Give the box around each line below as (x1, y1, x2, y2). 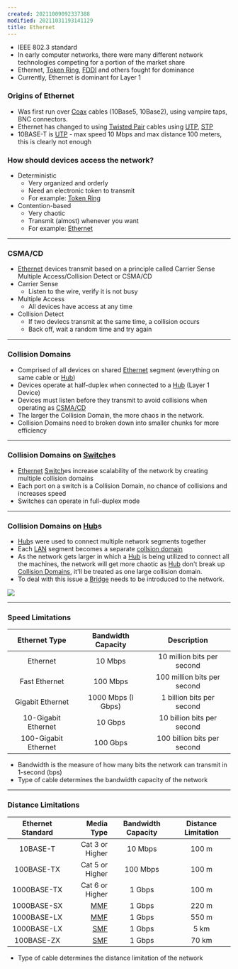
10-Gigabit (23, 713, 61, 723)
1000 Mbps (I (87, 693, 134, 703)
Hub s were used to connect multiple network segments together (17, 537, 207, 546)
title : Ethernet (7, 23, 55, 31)
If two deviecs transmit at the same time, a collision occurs (28, 318, 200, 326)
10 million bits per (158, 651, 218, 661)
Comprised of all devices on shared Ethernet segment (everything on (17, 365, 220, 374)
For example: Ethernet (28, 224, 93, 232)
